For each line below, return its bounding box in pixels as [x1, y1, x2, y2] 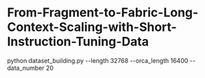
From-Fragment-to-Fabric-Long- [7, 5, 199, 21]
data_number [7, 64, 45, 72]
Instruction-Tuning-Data [7, 34, 149, 49]
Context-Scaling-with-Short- [7, 19, 177, 35]
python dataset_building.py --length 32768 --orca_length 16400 [7, 56, 189, 64]
